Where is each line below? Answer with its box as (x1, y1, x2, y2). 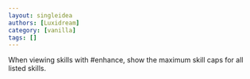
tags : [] (8, 33, 37, 42)
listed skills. (8, 64, 46, 73)
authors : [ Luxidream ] (8, 19, 80, 27)
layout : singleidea (8, 11, 73, 20)
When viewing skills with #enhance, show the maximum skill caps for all (8, 55, 244, 65)
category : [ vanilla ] (8, 26, 77, 34)
